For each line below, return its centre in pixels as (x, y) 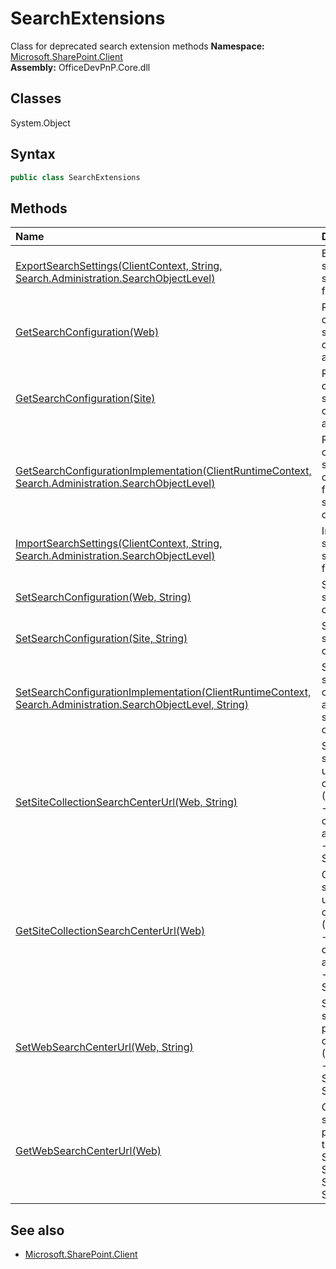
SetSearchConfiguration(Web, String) (103, 597)
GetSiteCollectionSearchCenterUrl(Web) (110, 931)
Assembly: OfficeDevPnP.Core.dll (80, 67)
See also (37, 1230)
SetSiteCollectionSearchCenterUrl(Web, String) (126, 802)
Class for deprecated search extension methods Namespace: (137, 46)
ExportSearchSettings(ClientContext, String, (119, 266)
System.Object (40, 123)
